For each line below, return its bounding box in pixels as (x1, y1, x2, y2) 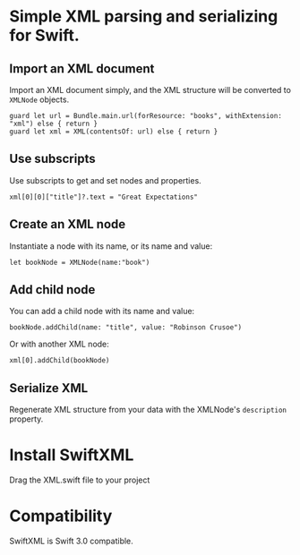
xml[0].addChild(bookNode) (9, 356, 110, 365)
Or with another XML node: (9, 338, 109, 350)
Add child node (9, 282, 96, 297)
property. (9, 414, 44, 424)
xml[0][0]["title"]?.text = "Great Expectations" (9, 192, 199, 201)
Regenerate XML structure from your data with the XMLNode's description (9, 405, 287, 415)
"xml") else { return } (9, 119, 99, 128)
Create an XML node (9, 217, 126, 232)
